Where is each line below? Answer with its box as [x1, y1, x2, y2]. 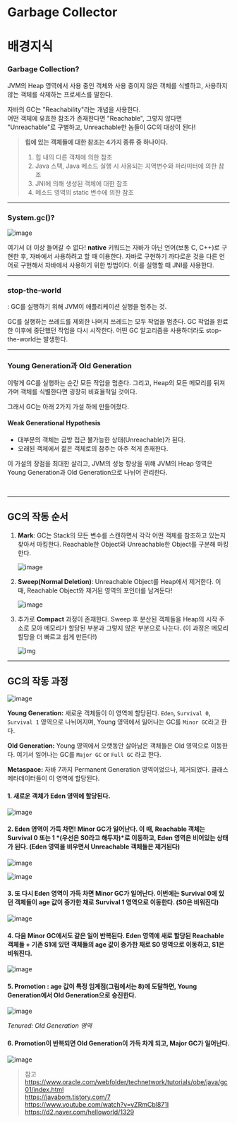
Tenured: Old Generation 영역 [7, 1021, 92, 1030]
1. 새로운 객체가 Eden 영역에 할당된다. [7, 791, 111, 800]
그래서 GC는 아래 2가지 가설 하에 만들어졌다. [7, 402, 129, 411]
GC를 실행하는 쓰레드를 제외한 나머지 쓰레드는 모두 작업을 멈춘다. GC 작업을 [7, 317, 216, 326]
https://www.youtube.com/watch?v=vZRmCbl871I [24, 1100, 169, 1108]
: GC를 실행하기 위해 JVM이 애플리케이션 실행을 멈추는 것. [7, 303, 167, 311]
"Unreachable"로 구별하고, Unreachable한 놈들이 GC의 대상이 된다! [7, 123, 196, 131]
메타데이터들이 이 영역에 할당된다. [7, 774, 100, 783]
